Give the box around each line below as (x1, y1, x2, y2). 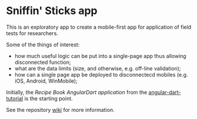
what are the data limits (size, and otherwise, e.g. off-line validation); (14, 64, 181, 72)
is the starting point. (24, 95, 73, 102)
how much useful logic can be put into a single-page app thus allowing (14, 52, 186, 59)
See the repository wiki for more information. (6, 106, 115, 113)
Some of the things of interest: (6, 41, 80, 48)
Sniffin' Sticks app (6, 4, 98, 18)
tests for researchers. (6, 29, 59, 36)
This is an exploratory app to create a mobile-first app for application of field (6, 23, 192, 30)
